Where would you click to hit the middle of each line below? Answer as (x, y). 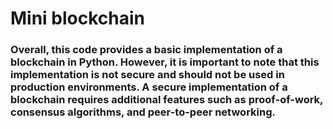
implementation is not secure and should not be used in (147, 75)
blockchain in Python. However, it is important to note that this (165, 62)
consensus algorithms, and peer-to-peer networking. (143, 112)
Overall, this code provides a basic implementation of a (146, 50)
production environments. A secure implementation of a (149, 87)
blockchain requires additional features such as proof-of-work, (167, 100)
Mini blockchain (78, 18)
